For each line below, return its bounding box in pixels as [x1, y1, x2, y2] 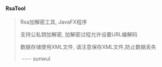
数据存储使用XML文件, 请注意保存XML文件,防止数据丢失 [20, 43, 157, 51]
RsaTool [5, 5, 26, 12]
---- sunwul [21, 55, 51, 62]
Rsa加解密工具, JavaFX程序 [20, 18, 87, 26]
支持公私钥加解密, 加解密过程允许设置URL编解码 [20, 31, 138, 38]
